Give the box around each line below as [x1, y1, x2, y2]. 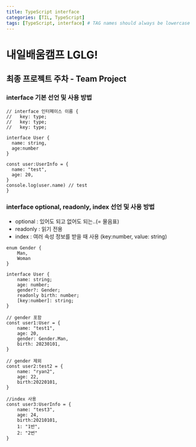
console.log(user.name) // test [6, 182, 87, 189]
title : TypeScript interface [6, 8, 80, 15]
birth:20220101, [17, 379, 58, 385]
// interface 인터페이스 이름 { [6, 109, 79, 115]
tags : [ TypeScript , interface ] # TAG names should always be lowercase [6, 20, 190, 26]
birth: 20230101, [17, 341, 61, 347]
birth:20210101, [17, 417, 58, 423]
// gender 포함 [6, 314, 42, 320]
